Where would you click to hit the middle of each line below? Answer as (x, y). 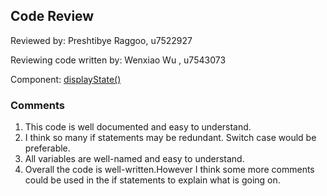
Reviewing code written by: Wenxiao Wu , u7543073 (118, 60)
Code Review (52, 16)
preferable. (47, 148)
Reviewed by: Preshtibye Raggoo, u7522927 (101, 40)
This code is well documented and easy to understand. (138, 127)
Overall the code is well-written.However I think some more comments (169, 170)
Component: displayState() (66, 79)
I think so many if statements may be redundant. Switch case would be (170, 138)
